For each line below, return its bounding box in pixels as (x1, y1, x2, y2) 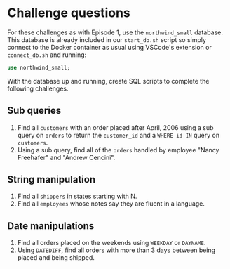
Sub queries (7, 105, 62, 117)
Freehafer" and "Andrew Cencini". (17, 153, 116, 162)
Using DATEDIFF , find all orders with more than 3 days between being (17, 246, 216, 254)
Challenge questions (7, 5, 131, 21)
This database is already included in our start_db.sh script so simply (7, 35, 207, 44)
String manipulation (7, 173, 96, 185)
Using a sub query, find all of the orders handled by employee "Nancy (17, 145, 219, 154)
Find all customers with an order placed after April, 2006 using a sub (17, 123, 214, 131)
